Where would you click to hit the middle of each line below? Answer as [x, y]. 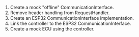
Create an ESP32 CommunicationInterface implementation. [72, 18]
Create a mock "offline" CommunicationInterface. [62, 7]
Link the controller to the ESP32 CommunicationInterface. [71, 23]
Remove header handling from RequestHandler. [60, 13]
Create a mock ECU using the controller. [52, 29]
